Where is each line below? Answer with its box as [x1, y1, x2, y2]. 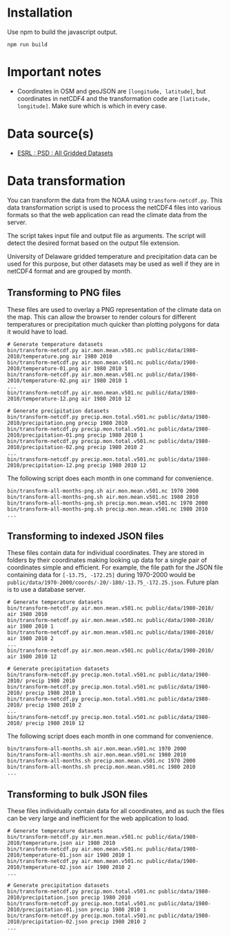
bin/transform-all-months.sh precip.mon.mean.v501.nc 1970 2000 [7, 758, 196, 765]
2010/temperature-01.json [7, 852, 81, 859]
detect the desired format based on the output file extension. [7, 239, 181, 247]
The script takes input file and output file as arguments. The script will [7, 231, 206, 239]
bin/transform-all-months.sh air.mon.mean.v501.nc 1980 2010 [7, 752, 187, 758]
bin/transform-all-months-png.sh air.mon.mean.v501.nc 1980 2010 [7, 493, 199, 500]
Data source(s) [7, 126, 94, 142]
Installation [7, 5, 73, 21]
